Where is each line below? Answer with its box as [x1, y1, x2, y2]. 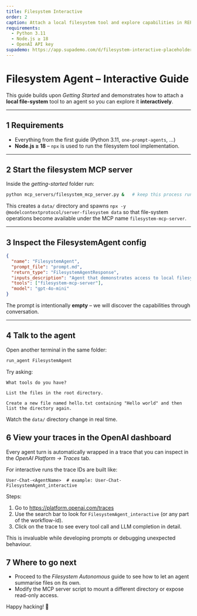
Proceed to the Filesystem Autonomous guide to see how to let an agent [14, 573, 189, 580]
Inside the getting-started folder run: [6, 180, 95, 188]
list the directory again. [6, 405, 72, 411]
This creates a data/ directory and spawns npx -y [6, 202, 126, 209]
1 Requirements [6, 120, 64, 130]
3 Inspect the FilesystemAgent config [6, 237, 147, 247]
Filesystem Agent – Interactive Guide [6, 72, 189, 85]
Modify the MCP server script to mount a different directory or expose [14, 585, 184, 592]
